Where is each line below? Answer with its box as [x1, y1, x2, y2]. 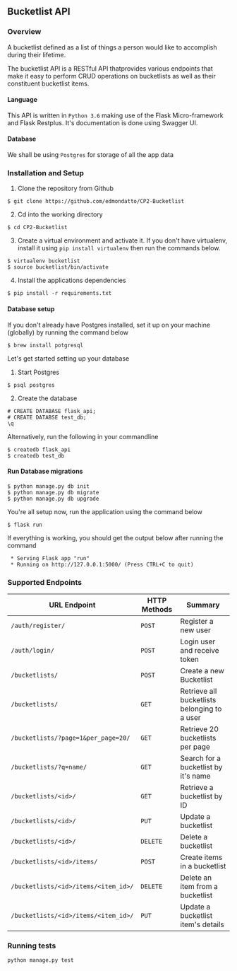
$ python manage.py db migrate [7, 489, 99, 496]
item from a [180, 882, 219, 892]
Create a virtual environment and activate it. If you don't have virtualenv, [17, 236, 228, 245]
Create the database [17, 394, 78, 402]
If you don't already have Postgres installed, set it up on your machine [7, 320, 210, 329]
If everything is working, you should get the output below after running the [7, 533, 224, 542]
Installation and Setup [7, 168, 85, 178]
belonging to [180, 704, 222, 714]
